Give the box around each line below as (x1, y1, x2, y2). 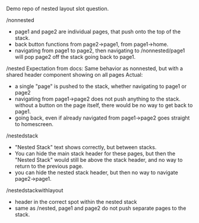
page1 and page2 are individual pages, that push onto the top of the (14, 28, 181, 35)
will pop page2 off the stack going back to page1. (14, 54, 135, 60)
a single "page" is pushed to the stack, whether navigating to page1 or (14, 83, 187, 90)
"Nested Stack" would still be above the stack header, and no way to (14, 156, 183, 163)
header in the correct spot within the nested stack (14, 199, 137, 205)
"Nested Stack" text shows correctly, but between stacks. (14, 144, 157, 150)
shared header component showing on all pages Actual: (6, 71, 143, 78)
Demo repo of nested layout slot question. (6, 5, 109, 12)
